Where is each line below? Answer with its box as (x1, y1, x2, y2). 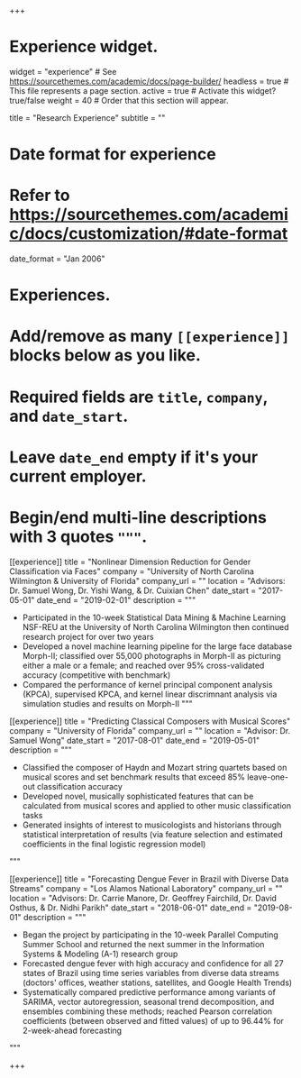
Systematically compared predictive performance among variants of (22, 986, 277, 997)
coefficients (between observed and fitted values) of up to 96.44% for (22, 1015, 284, 1026)
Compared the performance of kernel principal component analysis (22, 679, 273, 690)
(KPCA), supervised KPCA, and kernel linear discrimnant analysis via (22, 689, 278, 699)
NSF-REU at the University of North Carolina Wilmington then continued (22, 621, 290, 632)
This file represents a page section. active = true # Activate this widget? (9, 85, 277, 96)
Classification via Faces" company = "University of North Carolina (9, 565, 255, 577)
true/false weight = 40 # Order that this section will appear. (9, 95, 229, 105)
